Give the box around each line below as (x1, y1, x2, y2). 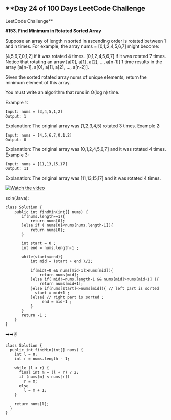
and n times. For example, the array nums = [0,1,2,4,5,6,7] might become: (5, 43, 160, 49)
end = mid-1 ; (41, 299, 72, 304)
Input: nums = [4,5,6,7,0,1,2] (5, 132, 72, 138)
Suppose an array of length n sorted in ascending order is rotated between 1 (5, 37, 166, 44)
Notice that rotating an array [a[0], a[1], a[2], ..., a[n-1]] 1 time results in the (5, 59, 162, 65)
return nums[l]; (14, 401, 50, 406)
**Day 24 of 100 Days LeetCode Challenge (5, 4, 146, 13)
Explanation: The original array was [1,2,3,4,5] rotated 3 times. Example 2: (5, 123, 161, 129)
